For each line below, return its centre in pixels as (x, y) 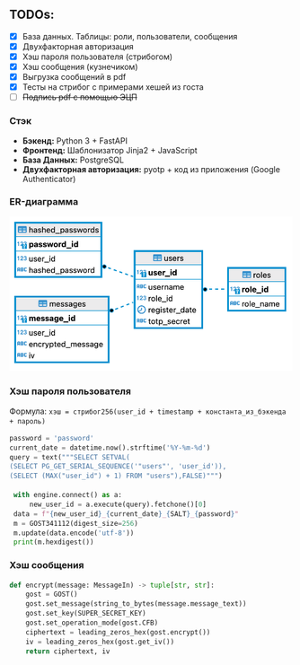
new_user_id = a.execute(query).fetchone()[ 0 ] (118, 504)
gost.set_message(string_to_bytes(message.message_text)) (136, 604)
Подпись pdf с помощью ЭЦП (79, 97)
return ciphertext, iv (68, 651)
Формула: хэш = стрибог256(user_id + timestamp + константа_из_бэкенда (148, 411)
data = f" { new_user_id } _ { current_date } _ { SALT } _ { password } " (126, 514)
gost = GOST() (52, 595)
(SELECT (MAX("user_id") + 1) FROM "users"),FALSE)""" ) (116, 476)
